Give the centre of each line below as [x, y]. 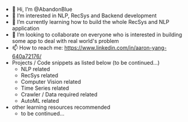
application [26, 28]
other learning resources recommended [61, 107]
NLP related [35, 69]
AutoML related [40, 101]
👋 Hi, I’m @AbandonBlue [42, 9]
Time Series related [45, 88]
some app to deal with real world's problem [65, 41]
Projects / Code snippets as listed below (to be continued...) [86, 62]
